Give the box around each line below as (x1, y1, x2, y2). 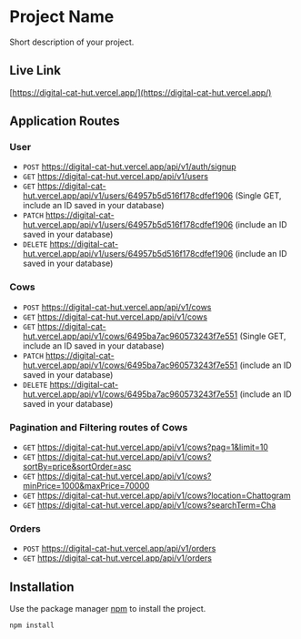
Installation (9, 579, 75, 594)
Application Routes (9, 114, 120, 129)
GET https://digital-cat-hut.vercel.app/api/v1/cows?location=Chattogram (22, 490, 291, 502)
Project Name (9, 6, 115, 27)
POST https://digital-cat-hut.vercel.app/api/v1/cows (22, 301, 212, 312)
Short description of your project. (9, 36, 135, 47)
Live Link (9, 63, 62, 78)
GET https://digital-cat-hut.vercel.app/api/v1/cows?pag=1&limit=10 (22, 441, 268, 452)
